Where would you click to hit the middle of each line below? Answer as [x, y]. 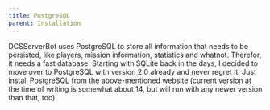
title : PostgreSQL [39, 16]
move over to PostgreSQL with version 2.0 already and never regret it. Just [132, 71]
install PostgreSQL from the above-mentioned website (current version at [130, 80]
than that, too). [33, 97]
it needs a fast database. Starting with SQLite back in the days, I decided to [133, 63]
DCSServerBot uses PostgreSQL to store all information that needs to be [128, 46]
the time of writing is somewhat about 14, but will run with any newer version [135, 88]
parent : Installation [45, 23]
